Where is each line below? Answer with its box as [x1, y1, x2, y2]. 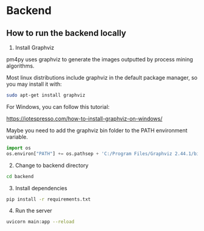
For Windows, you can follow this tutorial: [6, 103, 110, 110]
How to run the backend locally [6, 28, 126, 38]
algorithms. [6, 62, 35, 69]
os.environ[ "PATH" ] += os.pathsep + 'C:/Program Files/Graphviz [6, 150, 172, 157]
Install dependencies [15, 184, 68, 191]
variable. [6, 133, 29, 140]
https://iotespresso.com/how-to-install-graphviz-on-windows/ [6, 115, 163, 122]
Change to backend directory [15, 162, 89, 169]
